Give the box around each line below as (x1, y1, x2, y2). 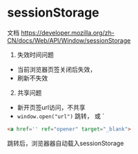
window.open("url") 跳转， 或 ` (17, 112, 105, 120)
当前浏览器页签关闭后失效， (17, 65, 97, 73)
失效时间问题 (17, 50, 54, 59)
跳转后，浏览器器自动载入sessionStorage (7, 139, 124, 147)
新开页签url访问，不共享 (17, 103, 86, 111)
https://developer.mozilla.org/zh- (20, 28, 115, 37)
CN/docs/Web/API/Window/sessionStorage (7, 36, 131, 44)
